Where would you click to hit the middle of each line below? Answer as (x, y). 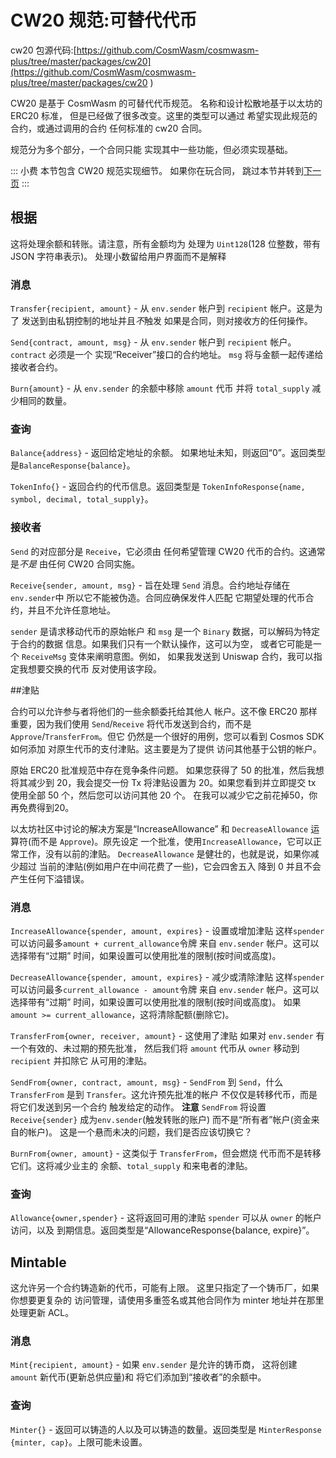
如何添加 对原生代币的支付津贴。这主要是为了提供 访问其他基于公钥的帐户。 (166, 748)
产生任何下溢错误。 (50, 878)
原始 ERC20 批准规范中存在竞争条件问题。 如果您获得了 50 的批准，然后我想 (167, 770)
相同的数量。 (45, 401)
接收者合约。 (36, 367)
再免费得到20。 (42, 807)
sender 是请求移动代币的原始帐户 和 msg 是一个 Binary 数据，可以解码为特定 (165, 631)
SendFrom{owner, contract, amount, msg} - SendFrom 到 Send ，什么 (147, 1082)
